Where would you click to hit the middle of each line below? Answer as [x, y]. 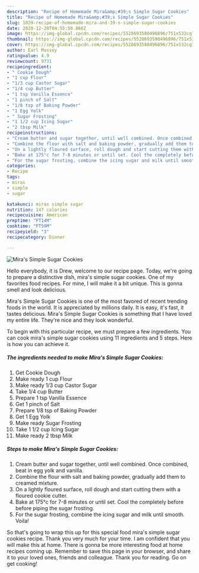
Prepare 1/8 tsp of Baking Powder [56, 410]
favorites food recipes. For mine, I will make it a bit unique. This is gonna [94, 283]
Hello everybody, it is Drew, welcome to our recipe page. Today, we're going [99, 271]
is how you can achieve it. [38, 344]
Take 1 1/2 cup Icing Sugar [47, 429]
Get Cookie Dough [38, 372]
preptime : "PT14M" [29, 221]
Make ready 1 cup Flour [44, 379]
